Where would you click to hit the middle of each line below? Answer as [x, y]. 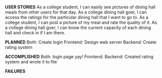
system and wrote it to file [31, 62]
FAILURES [15, 71]
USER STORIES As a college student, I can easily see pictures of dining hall [80, 7]
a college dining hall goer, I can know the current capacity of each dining [78, 28]
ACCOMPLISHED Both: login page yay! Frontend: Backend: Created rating [79, 57]
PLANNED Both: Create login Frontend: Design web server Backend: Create [81, 42]
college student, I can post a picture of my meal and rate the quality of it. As [81, 22]
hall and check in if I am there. [35, 33]
